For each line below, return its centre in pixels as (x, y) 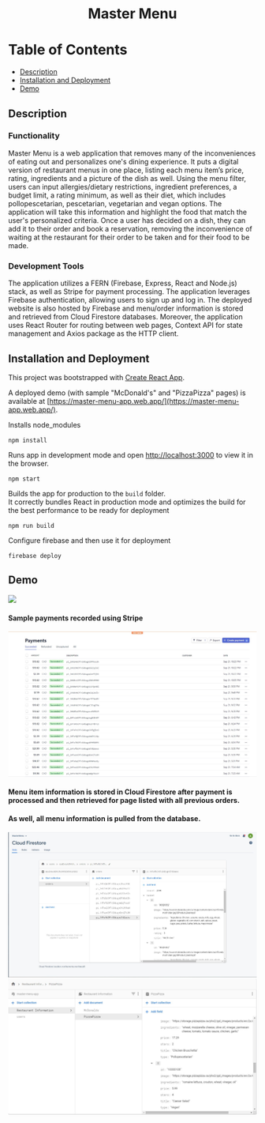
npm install (28, 440)
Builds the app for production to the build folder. (87, 493)
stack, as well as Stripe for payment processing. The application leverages (129, 292)
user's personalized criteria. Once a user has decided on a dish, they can (127, 220)
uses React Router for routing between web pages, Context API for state (125, 326)
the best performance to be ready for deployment (89, 510)
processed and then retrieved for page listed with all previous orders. (124, 801)
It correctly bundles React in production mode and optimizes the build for (127, 502)
